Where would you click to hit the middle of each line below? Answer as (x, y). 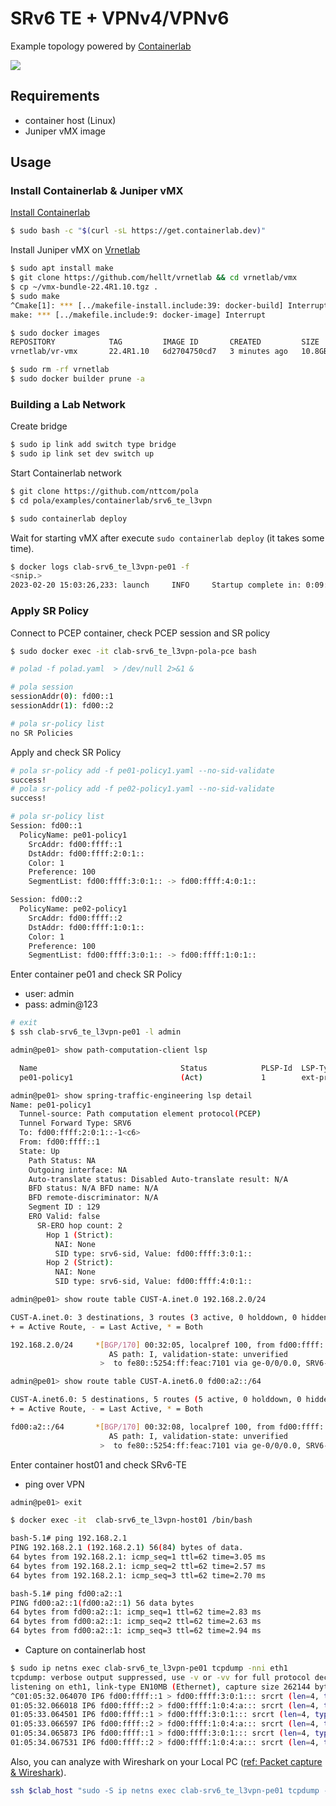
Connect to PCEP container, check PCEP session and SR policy (140, 633)
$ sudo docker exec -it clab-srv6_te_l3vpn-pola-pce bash (133, 651)
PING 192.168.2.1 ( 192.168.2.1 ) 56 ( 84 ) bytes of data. (127, 1548)
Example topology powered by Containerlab (101, 46)
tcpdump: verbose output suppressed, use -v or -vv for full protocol (160, 1677)
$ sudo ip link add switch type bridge (93, 445)
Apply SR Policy (50, 611)
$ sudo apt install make (62, 268)
